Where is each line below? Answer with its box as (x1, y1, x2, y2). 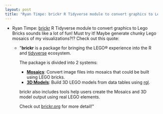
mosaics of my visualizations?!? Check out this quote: (12, 35, 120, 41)
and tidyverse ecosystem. (19, 50, 71, 56)
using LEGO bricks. (26, 74, 65, 80)
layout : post (5, 7, 32, 12)
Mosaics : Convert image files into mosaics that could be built (26, 69, 149, 75)
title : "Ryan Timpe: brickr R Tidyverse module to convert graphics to (5, 12, 153, 17)
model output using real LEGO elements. (19, 94, 100, 100)
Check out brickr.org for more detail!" (19, 103, 95, 109)
